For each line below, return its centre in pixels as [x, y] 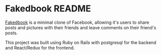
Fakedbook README [48, 9]
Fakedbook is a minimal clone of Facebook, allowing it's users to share [77, 22]
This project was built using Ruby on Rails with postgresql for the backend [81, 42]
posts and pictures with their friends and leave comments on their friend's [81, 27]
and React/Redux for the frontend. [40, 48]
